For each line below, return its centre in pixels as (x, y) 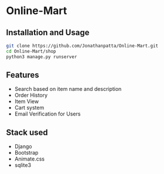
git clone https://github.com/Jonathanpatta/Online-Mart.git (82, 46)
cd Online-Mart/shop (31, 51)
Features (23, 75)
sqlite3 (23, 165)
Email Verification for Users (47, 114)
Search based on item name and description (68, 89)
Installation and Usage (48, 33)
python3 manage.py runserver (42, 57)
